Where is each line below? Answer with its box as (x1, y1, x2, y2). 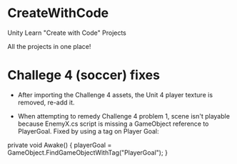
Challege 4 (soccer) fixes (7, 67, 161, 83)
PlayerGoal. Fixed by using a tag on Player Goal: (17, 126, 159, 136)
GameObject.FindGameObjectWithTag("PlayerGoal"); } (7, 148, 168, 157)
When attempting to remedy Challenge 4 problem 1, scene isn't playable (17, 111, 231, 120)
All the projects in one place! (7, 42, 91, 50)
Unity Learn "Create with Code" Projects (7, 28, 127, 37)
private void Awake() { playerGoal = (7, 141, 112, 149)
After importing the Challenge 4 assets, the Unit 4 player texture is (17, 90, 213, 99)
